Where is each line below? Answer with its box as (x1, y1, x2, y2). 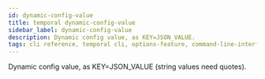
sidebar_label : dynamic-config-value (8, 26, 132, 34)
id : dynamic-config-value (8, 11, 93, 20)
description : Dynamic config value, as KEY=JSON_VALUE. (8, 33, 196, 41)
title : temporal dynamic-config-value (8, 19, 136, 27)
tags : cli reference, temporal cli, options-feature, (8, 41, 189, 48)
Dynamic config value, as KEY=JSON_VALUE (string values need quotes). (8, 62, 247, 71)
